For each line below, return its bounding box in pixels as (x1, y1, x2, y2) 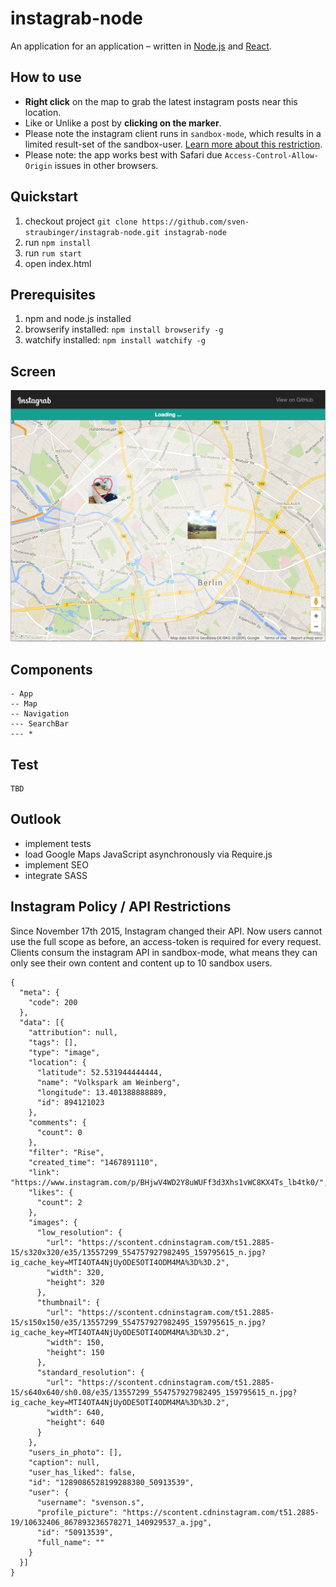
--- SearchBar (10, 719, 70, 729)
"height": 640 (46, 1417, 105, 1427)
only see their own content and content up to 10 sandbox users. (10, 957, 273, 969)
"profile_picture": (36, 1507, 118, 1517)
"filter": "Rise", (28, 1147, 105, 1157)
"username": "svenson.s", (36, 1497, 145, 1507)
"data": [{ (19, 1017, 65, 1027)
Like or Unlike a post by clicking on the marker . (24, 117, 222, 129)
